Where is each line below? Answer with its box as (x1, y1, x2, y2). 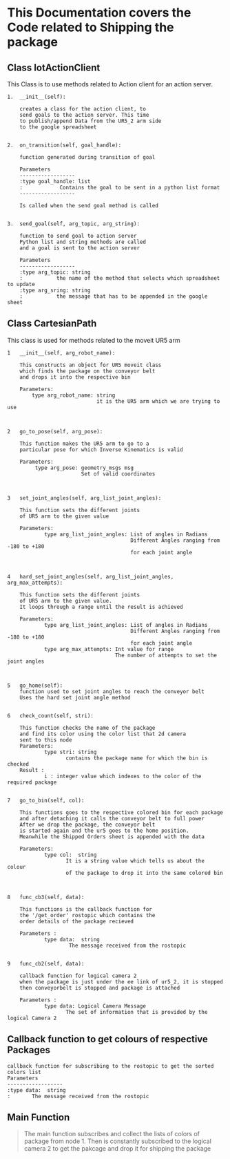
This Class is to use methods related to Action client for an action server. (7, 80, 213, 88)
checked (7, 760, 30, 768)
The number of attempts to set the (114, 652, 217, 659)
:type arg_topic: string (19, 269, 91, 276)
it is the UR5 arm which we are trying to (96, 397, 220, 405)
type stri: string (43, 748, 97, 755)
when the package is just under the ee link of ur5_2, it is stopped (19, 978, 224, 986)
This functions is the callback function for (19, 905, 153, 913)
